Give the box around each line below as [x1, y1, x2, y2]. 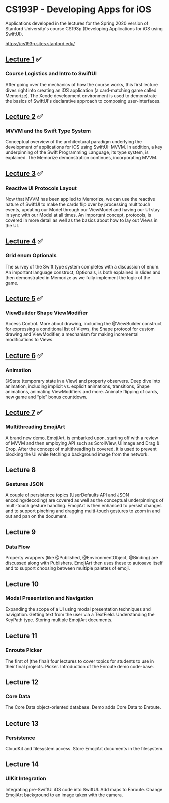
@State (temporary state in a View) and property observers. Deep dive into [5, 378, 161, 384]
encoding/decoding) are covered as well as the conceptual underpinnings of [5, 497, 164, 503]
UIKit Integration [5, 775, 47, 782]
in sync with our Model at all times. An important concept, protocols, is [5, 212, 152, 218]
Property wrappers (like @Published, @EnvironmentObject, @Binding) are [5, 555, 158, 561]
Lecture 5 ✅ [5, 294, 43, 303]
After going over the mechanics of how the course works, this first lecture [5, 81, 158, 87]
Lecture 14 [5, 760, 39, 769]
